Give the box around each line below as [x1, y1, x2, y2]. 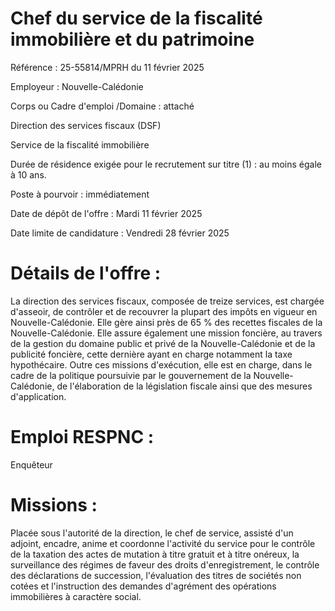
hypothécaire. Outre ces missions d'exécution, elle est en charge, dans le [10, 358, 313, 371]
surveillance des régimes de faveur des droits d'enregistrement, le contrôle [10, 558, 320, 571]
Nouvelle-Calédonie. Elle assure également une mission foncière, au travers [10, 327, 323, 339]
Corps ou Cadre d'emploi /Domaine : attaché [10, 100, 195, 112]
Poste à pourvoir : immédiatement [10, 188, 150, 200]
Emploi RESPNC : [10, 426, 155, 449]
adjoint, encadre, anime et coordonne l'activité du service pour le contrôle [10, 537, 316, 549]
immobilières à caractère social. [10, 590, 142, 602]
